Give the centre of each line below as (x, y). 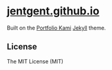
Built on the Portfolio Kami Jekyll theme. (56, 28)
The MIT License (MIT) (35, 61)
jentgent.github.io (53, 11)
